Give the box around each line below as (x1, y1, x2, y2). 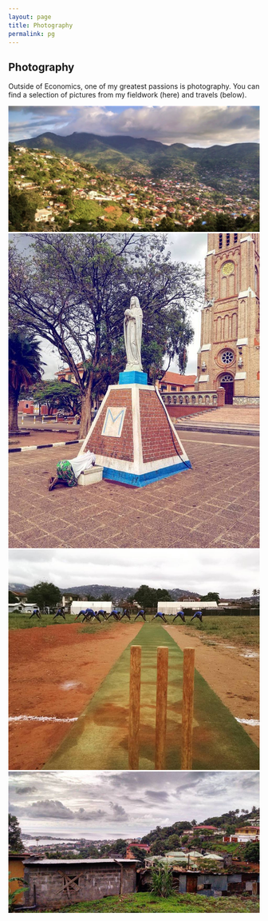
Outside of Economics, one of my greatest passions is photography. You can (8, 82, 260, 91)
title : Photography (8, 21, 73, 30)
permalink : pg (8, 30, 56, 38)
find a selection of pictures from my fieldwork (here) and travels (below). (8, 90, 247, 100)
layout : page (8, 13, 52, 21)
